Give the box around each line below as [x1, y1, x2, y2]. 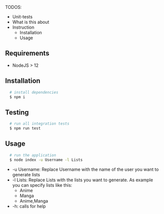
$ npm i [9, 94, 26, 100]
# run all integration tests [9, 121, 70, 126]
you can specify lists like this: [12, 182, 73, 188]
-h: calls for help [12, 203, 46, 209]
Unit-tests [12, 14, 33, 19]
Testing [5, 108, 29, 116]
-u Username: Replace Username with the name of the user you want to [12, 166, 159, 172]
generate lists [12, 171, 41, 177]
